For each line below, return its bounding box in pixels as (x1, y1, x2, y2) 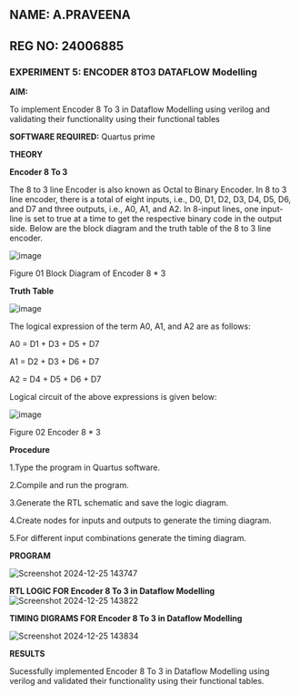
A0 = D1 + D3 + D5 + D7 (9, 339, 100, 350)
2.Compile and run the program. (9, 480, 129, 491)
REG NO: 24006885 (9, 38, 125, 54)
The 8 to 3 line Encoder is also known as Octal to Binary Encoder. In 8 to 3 (9, 184, 287, 195)
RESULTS (9, 649, 45, 659)
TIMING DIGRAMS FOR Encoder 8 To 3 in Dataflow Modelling (9, 613, 243, 624)
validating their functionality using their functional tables (9, 114, 220, 125)
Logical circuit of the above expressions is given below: (9, 392, 217, 403)
